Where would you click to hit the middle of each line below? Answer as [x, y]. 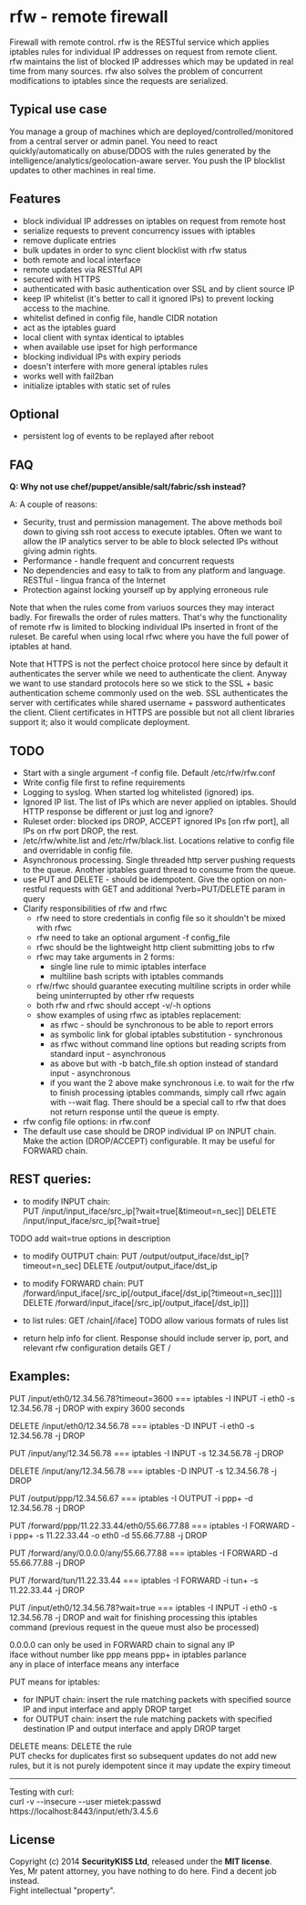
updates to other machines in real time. [83, 170]
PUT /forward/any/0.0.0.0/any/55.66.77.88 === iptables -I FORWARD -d [143, 1553]
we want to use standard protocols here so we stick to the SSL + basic [142, 683]
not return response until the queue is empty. [134, 1112]
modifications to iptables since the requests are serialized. [119, 80]
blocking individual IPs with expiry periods [102, 357]
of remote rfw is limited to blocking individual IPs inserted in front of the [144, 627]
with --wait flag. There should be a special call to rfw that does [168, 1102]
